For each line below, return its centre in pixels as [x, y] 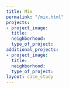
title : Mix [19, 11]
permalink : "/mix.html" [35, 17]
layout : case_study [30, 77]
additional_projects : [32, 50]
